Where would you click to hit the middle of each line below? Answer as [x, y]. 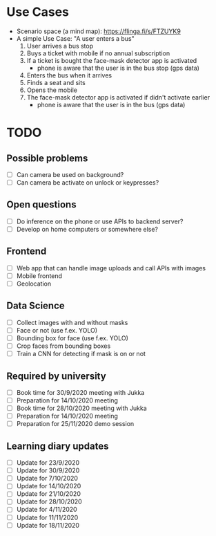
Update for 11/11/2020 [47, 517]
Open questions [41, 205]
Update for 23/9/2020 [48, 463]
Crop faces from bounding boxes [63, 346]
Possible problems [47, 158]
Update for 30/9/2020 [48, 470]
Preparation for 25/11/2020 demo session [75, 424]
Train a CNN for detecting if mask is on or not [81, 354]
